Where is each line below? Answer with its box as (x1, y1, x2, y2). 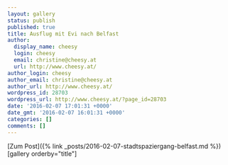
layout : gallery (7, 10, 55, 18)
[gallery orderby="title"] (7, 149, 77, 158)
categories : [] (7, 115, 53, 123)
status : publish (7, 17, 55, 24)
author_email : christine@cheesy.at (7, 76, 113, 84)
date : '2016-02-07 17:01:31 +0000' (7, 103, 113, 110)
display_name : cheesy (13, 43, 78, 50)
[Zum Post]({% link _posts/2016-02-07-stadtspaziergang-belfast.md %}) (7, 142, 222, 150)
